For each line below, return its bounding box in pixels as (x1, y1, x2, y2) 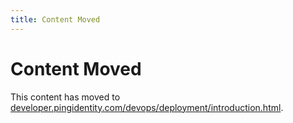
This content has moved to (10, 91, 121, 103)
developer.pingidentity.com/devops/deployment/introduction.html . (10, 101, 284, 113)
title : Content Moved (10, 14, 101, 25)
